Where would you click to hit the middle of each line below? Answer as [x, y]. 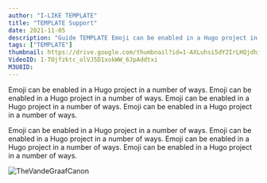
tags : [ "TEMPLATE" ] [41, 45]
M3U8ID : [21, 67]
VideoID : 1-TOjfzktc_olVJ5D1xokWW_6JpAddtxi [83, 60]
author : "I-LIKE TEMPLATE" [53, 15]
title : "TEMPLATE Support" [53, 23]
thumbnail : [26, 52]
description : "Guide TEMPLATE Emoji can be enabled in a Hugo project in [133, 38]
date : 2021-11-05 [37, 30]
